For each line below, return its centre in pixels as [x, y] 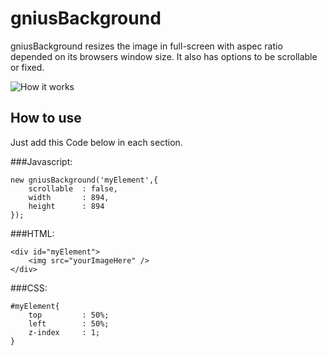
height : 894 [66, 206]
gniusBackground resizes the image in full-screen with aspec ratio [146, 46]
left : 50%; [69, 323]
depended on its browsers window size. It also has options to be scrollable [164, 56]
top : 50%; [69, 315]
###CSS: [29, 288]
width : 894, [69, 197]
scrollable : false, [73, 188]
